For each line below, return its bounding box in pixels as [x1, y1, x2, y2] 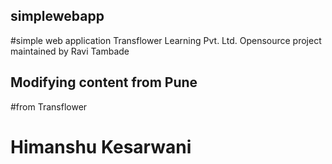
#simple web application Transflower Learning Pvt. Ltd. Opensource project [10, 34, 322, 46]
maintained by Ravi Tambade [10, 45, 130, 57]
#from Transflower [10, 100, 88, 113]
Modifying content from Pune [10, 74, 198, 91]
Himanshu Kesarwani [10, 135, 192, 158]
